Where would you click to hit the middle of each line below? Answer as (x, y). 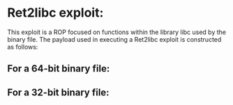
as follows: (23, 47)
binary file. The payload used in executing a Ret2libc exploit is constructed (114, 39)
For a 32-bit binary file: (58, 92)
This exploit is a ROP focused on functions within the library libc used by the (117, 32)
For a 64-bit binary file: (59, 68)
